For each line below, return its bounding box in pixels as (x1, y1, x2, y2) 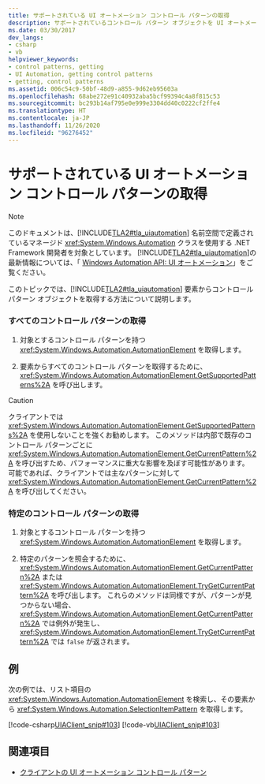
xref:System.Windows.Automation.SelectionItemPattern (17, 704, 198, 714)
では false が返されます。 (50, 637, 134, 647)
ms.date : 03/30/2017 (8, 26, 77, 34)
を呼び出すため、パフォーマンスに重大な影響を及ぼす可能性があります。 (14, 458, 249, 468)
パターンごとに (44, 439, 93, 450)
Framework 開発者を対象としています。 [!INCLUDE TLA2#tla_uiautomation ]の (8, 248, 257, 257)
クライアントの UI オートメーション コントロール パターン (19, 767, 207, 777)
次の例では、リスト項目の (8, 684, 91, 694)
